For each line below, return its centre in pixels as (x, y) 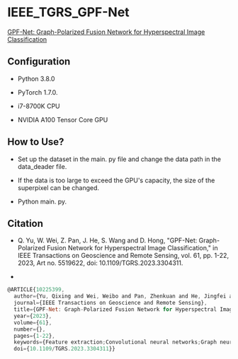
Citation (25, 223)
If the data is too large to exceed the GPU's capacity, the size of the (116, 180)
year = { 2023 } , (33, 316)
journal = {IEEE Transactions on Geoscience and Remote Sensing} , (110, 303)
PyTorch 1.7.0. (38, 92)
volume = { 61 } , (33, 322)
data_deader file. (42, 166)
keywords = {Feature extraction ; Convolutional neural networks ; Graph (115, 342)
